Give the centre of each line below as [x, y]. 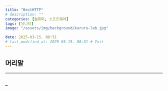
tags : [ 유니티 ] [19, 24]
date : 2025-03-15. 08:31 [31, 37]
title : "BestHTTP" [24, 10]
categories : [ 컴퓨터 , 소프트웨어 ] [37, 19]
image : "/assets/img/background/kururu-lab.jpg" [57, 28]
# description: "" [24, 14]
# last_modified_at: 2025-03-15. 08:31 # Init [54, 42]
